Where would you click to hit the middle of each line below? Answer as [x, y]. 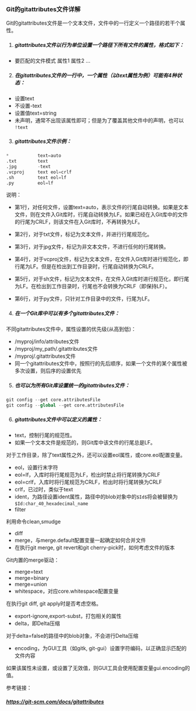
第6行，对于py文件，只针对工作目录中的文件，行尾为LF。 [84, 299]
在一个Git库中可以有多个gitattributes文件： [67, 313]
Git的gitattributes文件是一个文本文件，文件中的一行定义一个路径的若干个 [93, 23]
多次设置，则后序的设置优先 [48, 371]
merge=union [31, 584]
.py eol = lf [30, 183]
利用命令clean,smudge [34, 522]
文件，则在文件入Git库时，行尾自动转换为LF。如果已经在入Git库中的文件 [101, 214]
